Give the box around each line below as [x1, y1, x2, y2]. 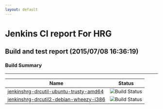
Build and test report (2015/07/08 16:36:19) [5, 47, 139, 56]
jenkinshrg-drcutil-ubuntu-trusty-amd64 [7, 88, 104, 95]
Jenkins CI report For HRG [5, 28, 112, 39]
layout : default [5, 7, 38, 12]
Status [118, 80, 134, 87]
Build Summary [5, 62, 42, 69]
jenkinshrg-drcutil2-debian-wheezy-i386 [7, 96, 106, 103]
